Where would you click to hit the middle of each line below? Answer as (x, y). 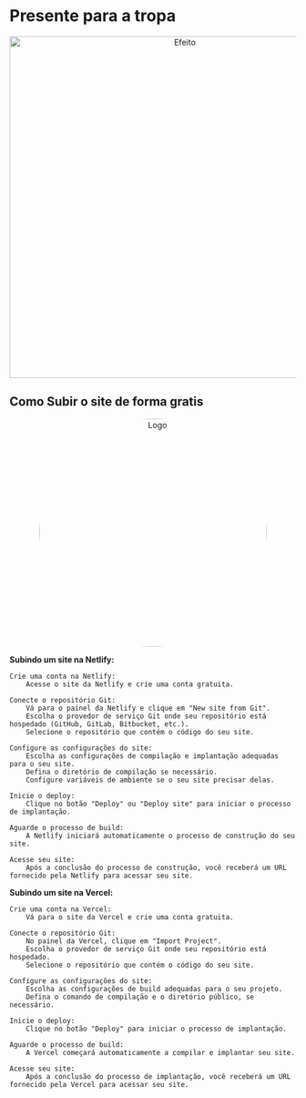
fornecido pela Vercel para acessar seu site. (99, 1084)
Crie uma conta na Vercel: (61, 909)
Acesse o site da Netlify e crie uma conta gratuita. (130, 684)
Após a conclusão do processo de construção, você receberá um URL (156, 867)
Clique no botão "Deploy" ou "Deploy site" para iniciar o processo (158, 804)
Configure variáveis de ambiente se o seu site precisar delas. (150, 780)
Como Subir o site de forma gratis (107, 402)
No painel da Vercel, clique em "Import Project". (124, 941)
